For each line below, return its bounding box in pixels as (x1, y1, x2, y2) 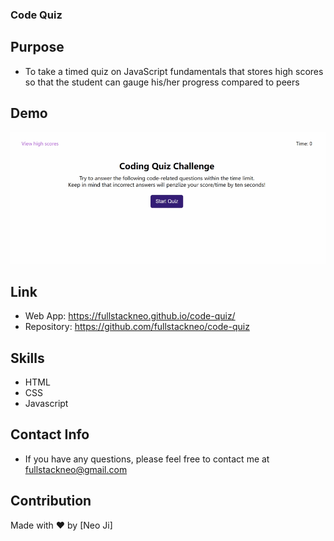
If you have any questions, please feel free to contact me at (24, 453, 270, 465)
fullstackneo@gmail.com (24, 463, 128, 475)
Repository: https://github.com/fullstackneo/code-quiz (24, 321, 250, 333)
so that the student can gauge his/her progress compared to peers (24, 76, 300, 88)
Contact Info (10, 426, 90, 443)
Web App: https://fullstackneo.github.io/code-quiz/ (24, 310, 236, 322)
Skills (10, 349, 45, 367)
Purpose (10, 39, 65, 56)
